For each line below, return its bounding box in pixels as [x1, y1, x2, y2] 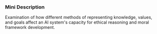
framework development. [5, 25, 56, 30]
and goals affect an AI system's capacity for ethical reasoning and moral [5, 19, 149, 25]
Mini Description [5, 4, 45, 10]
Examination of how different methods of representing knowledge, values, [5, 15, 153, 20]
